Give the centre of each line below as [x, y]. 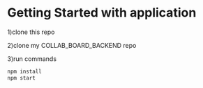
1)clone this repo [31, 32]
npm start [22, 78]
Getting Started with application [102, 13]
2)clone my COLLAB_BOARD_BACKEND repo [72, 45]
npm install [24, 71]
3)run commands [32, 59]
